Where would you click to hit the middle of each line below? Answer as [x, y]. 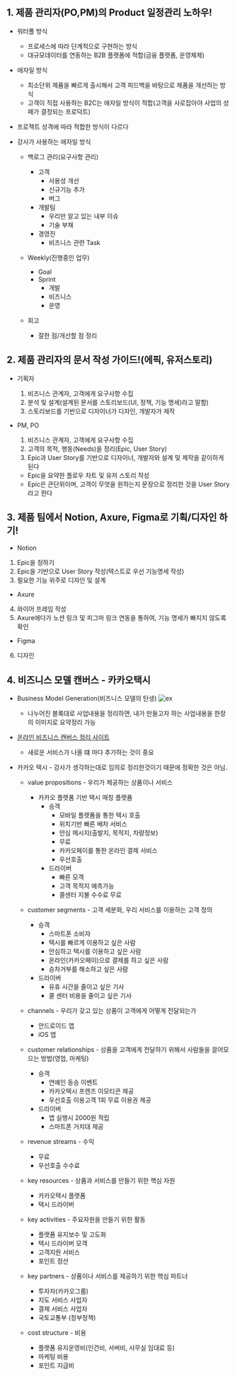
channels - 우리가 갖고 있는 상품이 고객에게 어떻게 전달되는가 [112, 1011]
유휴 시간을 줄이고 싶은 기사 [86, 987]
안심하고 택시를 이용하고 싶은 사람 [95, 951]
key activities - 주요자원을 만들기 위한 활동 [86, 1220]
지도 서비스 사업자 [63, 1300]
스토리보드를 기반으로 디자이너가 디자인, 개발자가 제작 [101, 411]
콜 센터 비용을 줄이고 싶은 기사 [90, 996]
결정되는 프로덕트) [66, 111]
